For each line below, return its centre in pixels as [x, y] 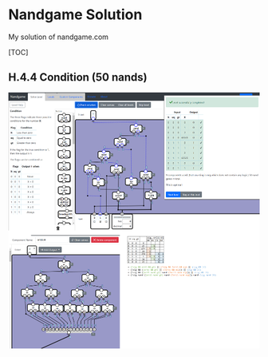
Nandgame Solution [75, 15]
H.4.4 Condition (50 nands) [78, 77]
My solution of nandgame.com [59, 37]
